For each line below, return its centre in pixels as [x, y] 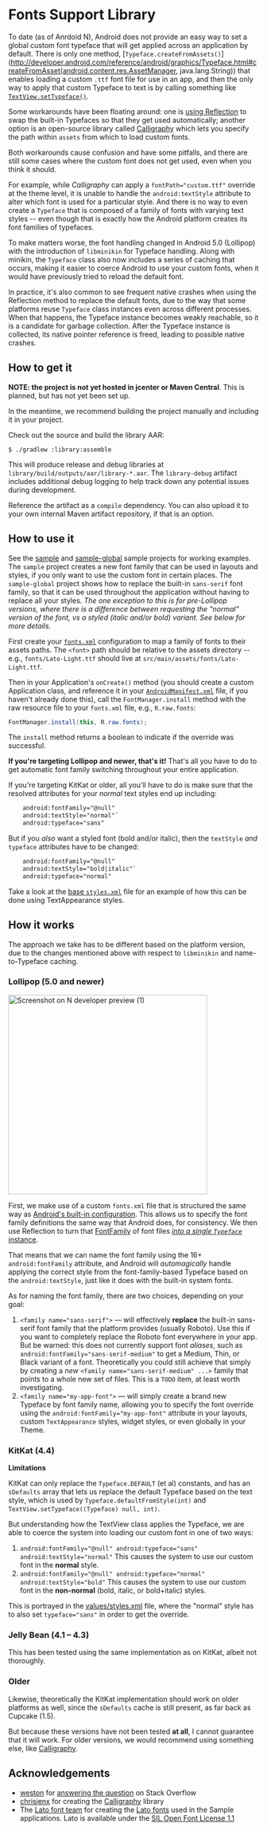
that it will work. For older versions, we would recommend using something [131, 1739]
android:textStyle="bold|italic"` [79, 868]
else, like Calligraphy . [43, 1748]
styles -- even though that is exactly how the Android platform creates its [128, 219]
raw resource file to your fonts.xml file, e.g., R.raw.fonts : [102, 707]
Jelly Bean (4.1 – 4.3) [49, 1635]
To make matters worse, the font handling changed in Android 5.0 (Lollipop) [132, 242]
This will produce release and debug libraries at [86, 464]
